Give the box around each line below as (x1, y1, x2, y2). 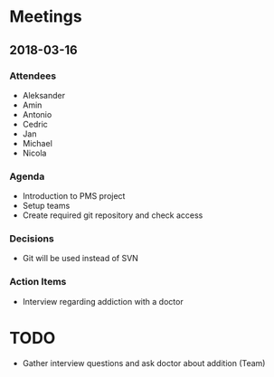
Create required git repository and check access (22, 210, 203, 221)
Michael (22, 137, 52, 148)
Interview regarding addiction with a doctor (22, 296, 184, 306)
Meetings (9, 6, 83, 27)
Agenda (9, 170, 45, 183)
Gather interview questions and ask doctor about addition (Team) (22, 357, 266, 368)
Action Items (9, 276, 67, 288)
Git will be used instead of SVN (22, 253, 138, 264)
